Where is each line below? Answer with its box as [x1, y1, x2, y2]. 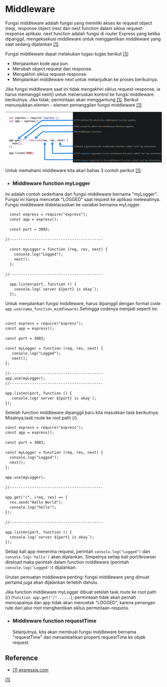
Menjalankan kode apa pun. [12, 60, 70, 66]
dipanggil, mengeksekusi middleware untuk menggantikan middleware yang [5, 36, 161, 42]
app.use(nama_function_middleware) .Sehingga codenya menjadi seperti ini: [5, 306, 158, 312]
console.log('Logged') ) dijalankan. [5, 564, 77, 570]
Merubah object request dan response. [12, 66, 93, 72]
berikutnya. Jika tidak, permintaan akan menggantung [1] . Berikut [5, 96, 139, 103]
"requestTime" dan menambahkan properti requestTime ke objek [12, 634, 146, 640]
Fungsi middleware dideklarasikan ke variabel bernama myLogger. [5, 202, 141, 208]
